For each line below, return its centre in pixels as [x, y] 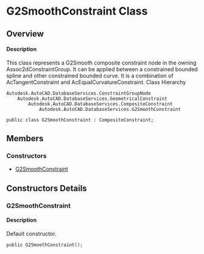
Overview [25, 34]
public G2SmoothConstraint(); [45, 245]
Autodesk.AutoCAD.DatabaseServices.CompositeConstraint [100, 104]
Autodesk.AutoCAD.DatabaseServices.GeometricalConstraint [92, 99]
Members [25, 139]
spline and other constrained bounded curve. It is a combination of [90, 76]
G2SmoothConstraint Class [77, 11]
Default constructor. [31, 233]
